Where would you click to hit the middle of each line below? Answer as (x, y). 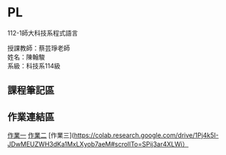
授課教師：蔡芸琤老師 (38, 48)
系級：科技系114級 (34, 65)
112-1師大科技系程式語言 (43, 33)
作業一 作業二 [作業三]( (41, 135)
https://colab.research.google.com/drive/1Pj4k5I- (146, 135)
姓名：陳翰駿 (26, 57)
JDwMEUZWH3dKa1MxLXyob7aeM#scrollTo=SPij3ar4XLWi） (98, 144)
